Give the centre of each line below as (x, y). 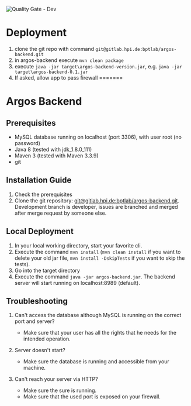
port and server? (34, 321)
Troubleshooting (37, 301)
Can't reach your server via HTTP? (56, 379)
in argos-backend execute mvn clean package (69, 60)
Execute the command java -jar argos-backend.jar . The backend (95, 276)
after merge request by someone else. (60, 213)
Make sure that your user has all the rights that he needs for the (100, 333)
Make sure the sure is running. (60, 390)
